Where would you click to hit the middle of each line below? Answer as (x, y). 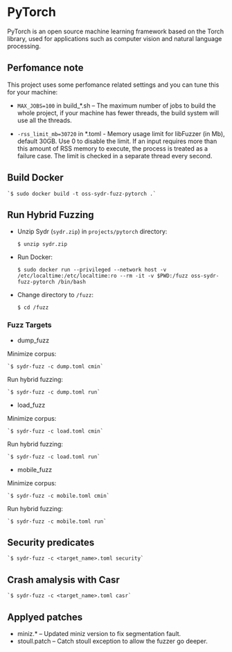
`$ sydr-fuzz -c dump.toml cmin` (55, 366)
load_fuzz (31, 405)
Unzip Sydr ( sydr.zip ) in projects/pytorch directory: (92, 232)
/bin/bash (72, 282)
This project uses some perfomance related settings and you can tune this (113, 85)
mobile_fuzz (35, 469)
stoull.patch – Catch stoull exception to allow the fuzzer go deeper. (112, 641)
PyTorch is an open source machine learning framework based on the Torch (115, 31)
